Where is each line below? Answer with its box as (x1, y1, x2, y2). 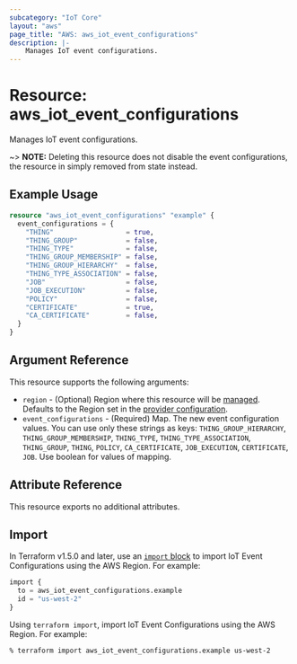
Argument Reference (9, 352, 129, 368)
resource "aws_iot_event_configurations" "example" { (9, 210, 215, 220)
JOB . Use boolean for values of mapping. (22, 451, 172, 462)
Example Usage (9, 187, 99, 202)
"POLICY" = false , (25, 294, 159, 304)
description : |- (9, 38, 70, 48)
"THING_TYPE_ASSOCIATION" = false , (25, 270, 159, 279)
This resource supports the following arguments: (9, 376, 189, 387)
